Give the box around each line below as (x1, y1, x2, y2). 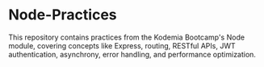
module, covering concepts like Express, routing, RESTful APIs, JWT (8, 40, 236, 50)
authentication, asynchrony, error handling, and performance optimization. (8, 49, 257, 59)
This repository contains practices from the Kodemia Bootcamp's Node (8, 32, 245, 42)
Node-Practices (8, 6, 117, 24)
